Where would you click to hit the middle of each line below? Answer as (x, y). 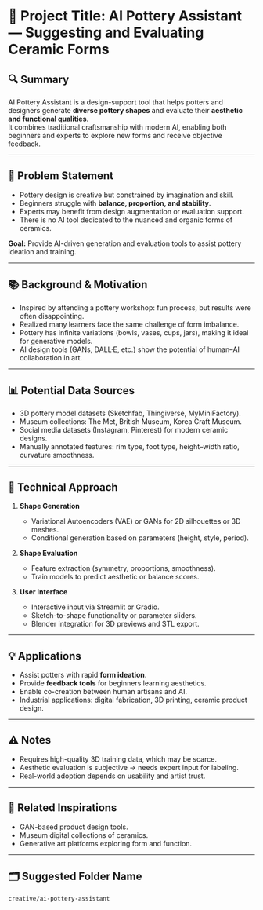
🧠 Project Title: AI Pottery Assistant (125, 16)
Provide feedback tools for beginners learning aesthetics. (113, 683)
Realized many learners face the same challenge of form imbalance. (129, 324)
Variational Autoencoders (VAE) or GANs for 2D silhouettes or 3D (136, 521)
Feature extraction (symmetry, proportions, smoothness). (123, 568)
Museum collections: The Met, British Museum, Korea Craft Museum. (131, 422)
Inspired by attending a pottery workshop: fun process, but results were (135, 307)
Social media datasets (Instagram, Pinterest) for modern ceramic (124, 430)
